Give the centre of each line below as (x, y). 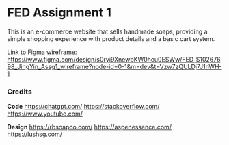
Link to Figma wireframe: (42, 52)
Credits (19, 92)
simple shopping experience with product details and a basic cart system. (111, 38)
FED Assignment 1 (59, 13)
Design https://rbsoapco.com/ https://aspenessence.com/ (90, 127)
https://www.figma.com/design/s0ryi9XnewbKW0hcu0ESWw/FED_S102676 (114, 59)
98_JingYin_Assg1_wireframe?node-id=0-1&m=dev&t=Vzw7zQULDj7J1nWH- (114, 66)
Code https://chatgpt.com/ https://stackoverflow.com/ (83, 107)
